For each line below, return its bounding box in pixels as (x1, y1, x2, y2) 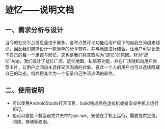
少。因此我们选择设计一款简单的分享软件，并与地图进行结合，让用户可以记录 (5, 46, 160, 52)
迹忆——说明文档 (5, 4, 75, 16)
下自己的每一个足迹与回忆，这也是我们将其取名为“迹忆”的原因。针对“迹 (5, 52, 149, 58)
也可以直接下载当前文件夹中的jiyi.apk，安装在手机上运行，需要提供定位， (12, 112, 160, 118)
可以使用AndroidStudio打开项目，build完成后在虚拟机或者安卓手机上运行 (12, 100, 159, 106)
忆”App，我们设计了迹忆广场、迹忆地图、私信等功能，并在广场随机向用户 (5, 58, 153, 64)
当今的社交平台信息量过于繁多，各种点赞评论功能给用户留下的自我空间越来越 (5, 40, 160, 45)
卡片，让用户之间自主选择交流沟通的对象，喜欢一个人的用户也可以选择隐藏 (9, 64, 160, 70)
